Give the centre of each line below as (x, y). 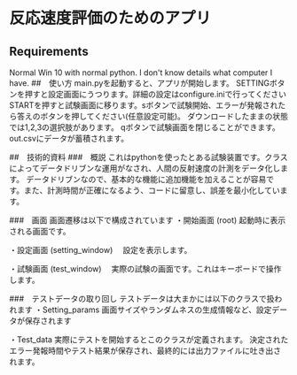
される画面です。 (40, 231)
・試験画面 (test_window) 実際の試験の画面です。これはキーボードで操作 (145, 269)
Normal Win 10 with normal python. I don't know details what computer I (141, 73)
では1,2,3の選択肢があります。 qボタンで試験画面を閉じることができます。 (145, 127)
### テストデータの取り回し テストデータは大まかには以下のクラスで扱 (142, 298)
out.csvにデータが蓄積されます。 (69, 138)
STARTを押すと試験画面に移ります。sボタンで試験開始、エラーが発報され (144, 105)
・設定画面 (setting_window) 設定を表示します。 (101, 250)
